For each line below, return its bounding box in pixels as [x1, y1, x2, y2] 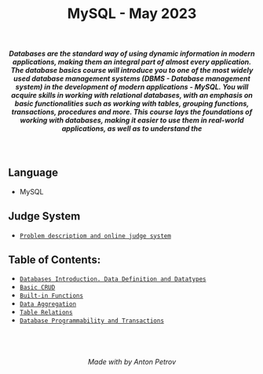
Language [8, 166, 59, 180]
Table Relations [19, 309, 73, 317]
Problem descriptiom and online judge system [19, 232, 171, 240]
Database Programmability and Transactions [19, 317, 165, 325]
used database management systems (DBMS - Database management [13, 74, 251, 83]
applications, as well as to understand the [61, 123, 203, 133]
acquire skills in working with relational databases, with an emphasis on [11, 90, 253, 100]
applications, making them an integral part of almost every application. [12, 56, 252, 67]
